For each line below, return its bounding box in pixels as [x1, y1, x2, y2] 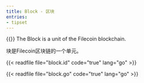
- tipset [6, 19, 28, 25]
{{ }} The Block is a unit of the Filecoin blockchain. [6, 36, 126, 43]
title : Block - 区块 [6, 8, 55, 15]
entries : [6, 14, 28, 20]
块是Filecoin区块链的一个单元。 [6, 47, 82, 54]
